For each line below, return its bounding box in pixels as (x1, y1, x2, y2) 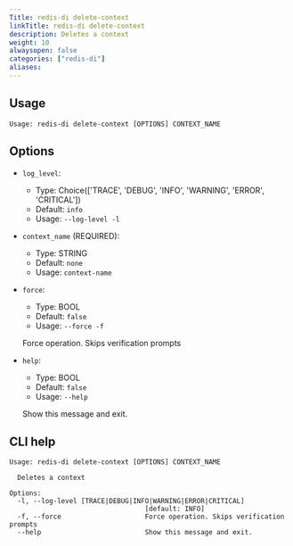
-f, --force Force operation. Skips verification (17, 512, 285, 522)
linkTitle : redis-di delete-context (9, 21, 145, 30)
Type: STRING (35, 247, 88, 259)
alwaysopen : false (9, 46, 77, 55)
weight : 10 (9, 37, 50, 47)
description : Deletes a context (9, 29, 129, 38)
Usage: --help (35, 391, 88, 401)
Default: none (35, 257, 83, 268)
